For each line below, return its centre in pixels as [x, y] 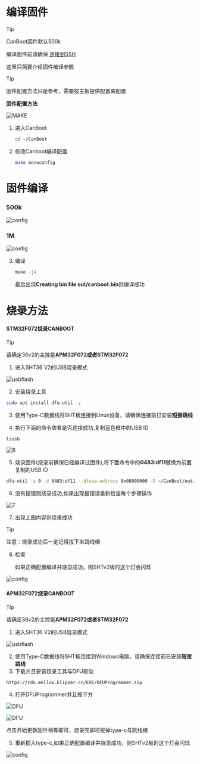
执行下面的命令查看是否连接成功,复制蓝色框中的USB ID [82, 427]
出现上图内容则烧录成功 [43, 518]
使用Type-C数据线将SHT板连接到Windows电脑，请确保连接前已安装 [98, 656]
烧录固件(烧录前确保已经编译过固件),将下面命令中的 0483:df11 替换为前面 [103, 462]
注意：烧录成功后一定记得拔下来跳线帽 [53, 542]
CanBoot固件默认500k [34, 41]
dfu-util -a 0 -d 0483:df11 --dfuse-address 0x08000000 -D [81, 481]
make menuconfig [35, 162]
